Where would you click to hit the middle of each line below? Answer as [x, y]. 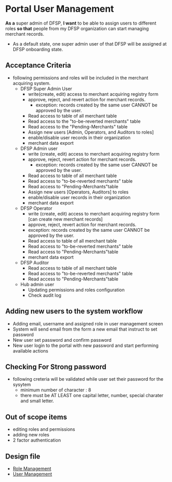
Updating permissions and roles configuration [76, 290]
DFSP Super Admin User [46, 89]
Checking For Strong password [56, 367]
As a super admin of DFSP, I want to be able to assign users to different [81, 23]
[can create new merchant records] [65, 219]
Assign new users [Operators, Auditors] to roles [78, 192]
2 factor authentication [37, 440]
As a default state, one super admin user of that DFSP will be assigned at [90, 43]
